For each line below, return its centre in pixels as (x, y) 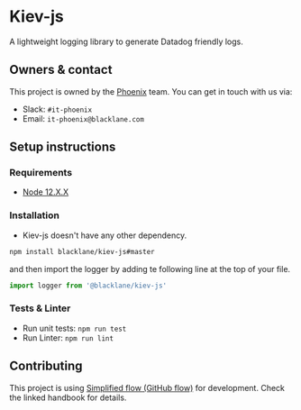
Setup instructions (63, 147)
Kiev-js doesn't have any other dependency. (105, 235)
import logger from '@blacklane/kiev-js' (88, 286)
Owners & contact (61, 70)
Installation (35, 215)
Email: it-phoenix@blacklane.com (83, 118)
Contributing (46, 366)
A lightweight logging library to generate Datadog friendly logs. (126, 41)
